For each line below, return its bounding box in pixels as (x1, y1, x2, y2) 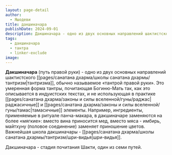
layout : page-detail (5, 7, 50, 13)
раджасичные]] (5, 102, 39, 108)
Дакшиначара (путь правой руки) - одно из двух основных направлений (5, 69, 166, 75)
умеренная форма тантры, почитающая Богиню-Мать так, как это (5, 85, 150, 92)
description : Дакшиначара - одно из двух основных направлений (5, 31, 143, 36)
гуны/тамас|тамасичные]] (5, 107, 62, 113)
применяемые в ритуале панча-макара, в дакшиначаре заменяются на (5, 113, 162, 119)
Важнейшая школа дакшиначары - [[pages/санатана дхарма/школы (5, 129, 155, 135)
